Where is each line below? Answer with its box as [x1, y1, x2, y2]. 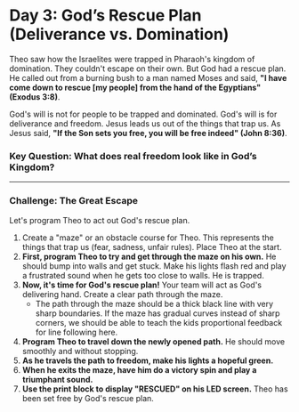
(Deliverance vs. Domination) [9, 24, 230, 44]
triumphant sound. [21, 374, 93, 384]
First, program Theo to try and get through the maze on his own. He [21, 251, 277, 262]
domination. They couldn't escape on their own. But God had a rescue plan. [9, 63, 287, 74]
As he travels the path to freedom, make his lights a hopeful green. [21, 355, 274, 366]
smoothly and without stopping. [21, 345, 139, 356]
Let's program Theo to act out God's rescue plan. [9, 214, 190, 225]
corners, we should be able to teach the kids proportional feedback [35, 317, 283, 327]
